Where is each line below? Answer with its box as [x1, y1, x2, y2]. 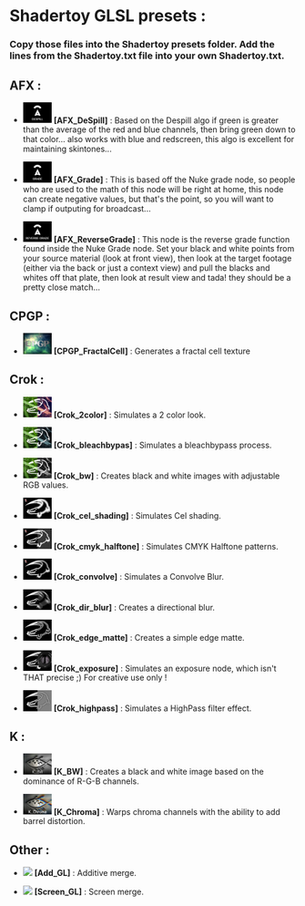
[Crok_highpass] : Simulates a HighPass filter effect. [53, 703, 252, 714]
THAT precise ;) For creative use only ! [22, 672, 168, 684]
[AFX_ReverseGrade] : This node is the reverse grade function [53, 233, 290, 244]
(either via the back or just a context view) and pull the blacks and [22, 263, 270, 273]
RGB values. [22, 479, 69, 490]
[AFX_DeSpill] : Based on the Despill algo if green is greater [53, 115, 280, 126]
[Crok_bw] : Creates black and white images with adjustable [53, 470, 280, 481]
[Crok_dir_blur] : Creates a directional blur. [53, 602, 216, 613]
